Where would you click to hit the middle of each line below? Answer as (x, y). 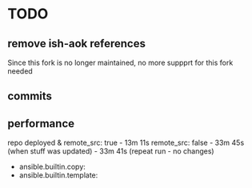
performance (41, 124)
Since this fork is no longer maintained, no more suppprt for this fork (120, 62)
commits (30, 96)
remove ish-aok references (76, 44)
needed (20, 71)
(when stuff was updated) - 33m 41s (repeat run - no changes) (111, 151)
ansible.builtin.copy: (52, 167)
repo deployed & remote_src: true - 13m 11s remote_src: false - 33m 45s (126, 143)
